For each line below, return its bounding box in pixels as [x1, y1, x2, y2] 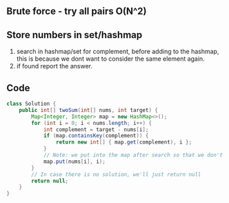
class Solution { [6, 100, 57, 108]
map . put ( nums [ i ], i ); [43, 158, 106, 165]
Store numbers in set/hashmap [6, 29, 143, 41]
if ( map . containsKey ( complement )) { [43, 133, 149, 139]
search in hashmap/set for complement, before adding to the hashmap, [16, 48, 219, 56]
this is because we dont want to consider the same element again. [16, 55, 205, 63]
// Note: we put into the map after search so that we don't [43, 152, 223, 159]
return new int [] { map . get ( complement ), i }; [55, 139, 192, 146]
